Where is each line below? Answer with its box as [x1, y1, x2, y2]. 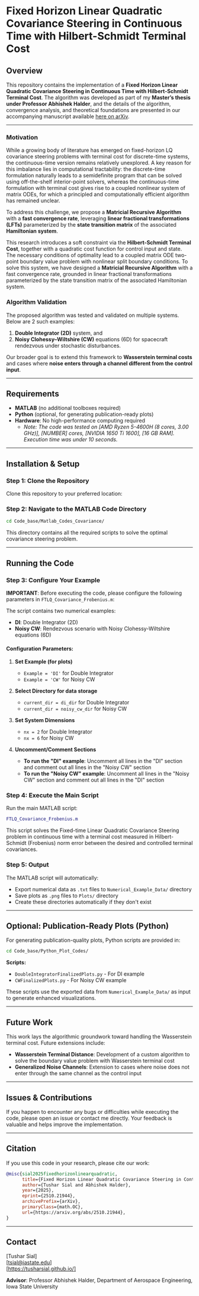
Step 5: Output [6, 860, 49, 869]
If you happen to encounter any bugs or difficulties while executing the [6, 1108, 179, 1115]
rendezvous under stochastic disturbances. [14, 342, 121, 349]
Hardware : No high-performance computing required [14, 417, 145, 424]
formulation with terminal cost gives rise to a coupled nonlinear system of [6, 185, 185, 192]
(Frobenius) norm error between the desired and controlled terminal [27, 840, 193, 847]
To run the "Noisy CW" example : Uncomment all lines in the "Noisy [23, 770, 190, 777]
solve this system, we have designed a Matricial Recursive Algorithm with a [6, 264, 193, 271]
